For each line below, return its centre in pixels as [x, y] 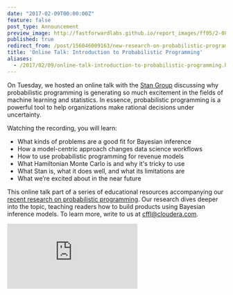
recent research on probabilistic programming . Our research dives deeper [113, 199]
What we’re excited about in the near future [79, 178]
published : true [31, 40]
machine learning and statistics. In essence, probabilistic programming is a [114, 100]
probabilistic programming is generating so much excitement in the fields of [115, 92]
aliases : [20, 59]
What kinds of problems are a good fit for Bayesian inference [104, 141]
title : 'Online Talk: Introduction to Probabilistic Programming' [105, 53]
